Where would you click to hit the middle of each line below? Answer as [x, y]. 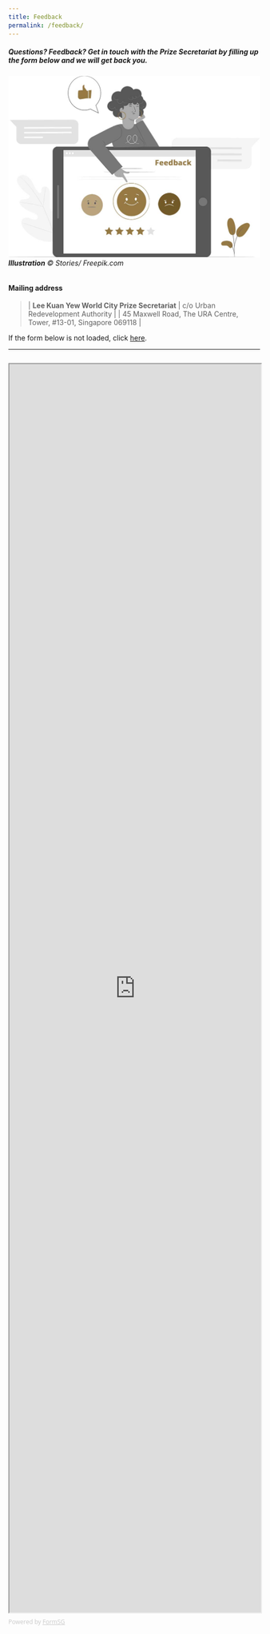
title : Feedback [35, 17]
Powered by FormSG [37, 1622]
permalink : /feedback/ [46, 25]
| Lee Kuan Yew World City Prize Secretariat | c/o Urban [121, 306]
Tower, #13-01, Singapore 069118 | [84, 323]
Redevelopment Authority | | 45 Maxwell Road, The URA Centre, [133, 314]
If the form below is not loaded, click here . [78, 338]
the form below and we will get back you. [78, 61]
